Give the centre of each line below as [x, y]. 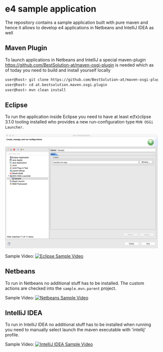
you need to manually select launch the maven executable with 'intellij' [75, 330]
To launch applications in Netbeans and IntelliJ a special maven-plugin [76, 60]
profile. [12, 335]
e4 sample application [51, 9]
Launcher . [15, 127]
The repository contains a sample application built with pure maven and [76, 22]
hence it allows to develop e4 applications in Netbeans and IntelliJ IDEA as [80, 27]
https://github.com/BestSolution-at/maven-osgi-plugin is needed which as [80, 65]
